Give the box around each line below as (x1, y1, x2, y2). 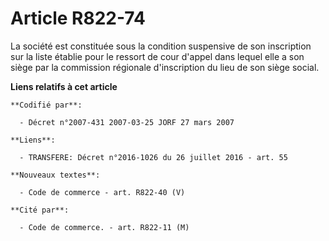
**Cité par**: (10, 205, 70, 215)
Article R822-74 (10, 7, 146, 30)
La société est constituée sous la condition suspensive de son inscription (10, 40, 312, 52)
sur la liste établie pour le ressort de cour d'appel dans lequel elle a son (10, 50, 305, 62)
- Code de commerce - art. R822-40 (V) (19, 187, 186, 197)
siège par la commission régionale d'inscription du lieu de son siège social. (10, 61, 320, 73)
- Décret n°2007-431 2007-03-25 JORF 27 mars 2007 (19, 117, 235, 127)
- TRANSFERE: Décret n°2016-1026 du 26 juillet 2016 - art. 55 (19, 152, 288, 162)
